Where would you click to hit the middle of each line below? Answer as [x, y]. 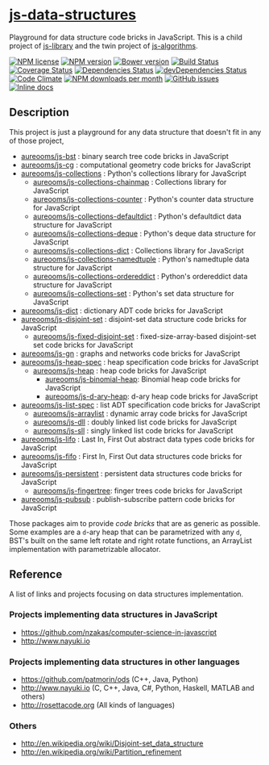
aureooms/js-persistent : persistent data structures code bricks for [131, 473]
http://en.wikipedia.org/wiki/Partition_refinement [101, 752]
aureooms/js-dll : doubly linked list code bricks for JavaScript [134, 422]
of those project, [37, 140]
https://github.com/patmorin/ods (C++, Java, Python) [110, 679]
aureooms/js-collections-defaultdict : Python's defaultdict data [137, 216]
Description [39, 113]
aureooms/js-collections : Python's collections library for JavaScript [133, 173]
